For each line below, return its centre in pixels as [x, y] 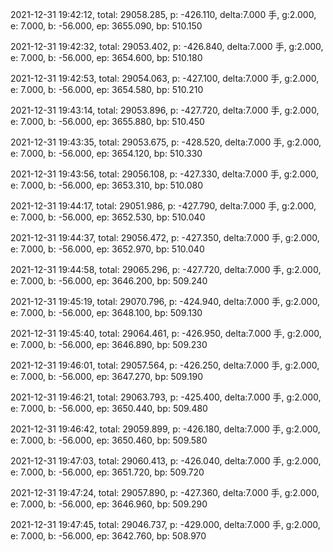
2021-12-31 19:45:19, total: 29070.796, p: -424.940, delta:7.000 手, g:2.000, [165, 301]
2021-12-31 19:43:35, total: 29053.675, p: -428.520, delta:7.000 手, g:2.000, [166, 142]
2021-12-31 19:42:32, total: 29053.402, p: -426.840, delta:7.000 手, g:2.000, [167, 46]
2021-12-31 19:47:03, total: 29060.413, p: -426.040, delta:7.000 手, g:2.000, [166, 461]
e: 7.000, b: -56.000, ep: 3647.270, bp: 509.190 [106, 376]
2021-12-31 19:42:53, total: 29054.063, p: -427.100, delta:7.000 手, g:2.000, [165, 78]
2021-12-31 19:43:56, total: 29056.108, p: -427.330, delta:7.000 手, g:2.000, [164, 174]
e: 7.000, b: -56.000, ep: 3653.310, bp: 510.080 [107, 185]
